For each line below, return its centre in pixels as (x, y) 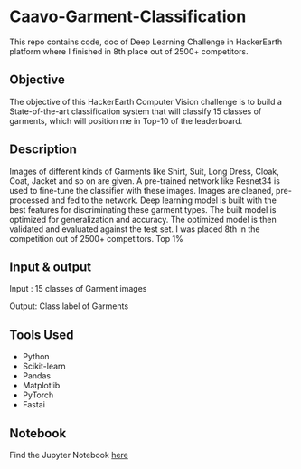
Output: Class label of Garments (69, 306)
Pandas (37, 376)
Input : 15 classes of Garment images (78, 289)
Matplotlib (41, 386)
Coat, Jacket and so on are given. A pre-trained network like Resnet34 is (145, 181)
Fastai (33, 405)
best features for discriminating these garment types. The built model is (143, 209)
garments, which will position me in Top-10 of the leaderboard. (126, 120)
